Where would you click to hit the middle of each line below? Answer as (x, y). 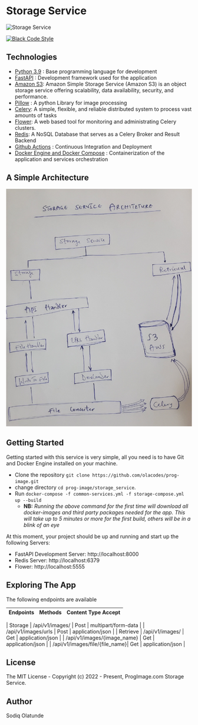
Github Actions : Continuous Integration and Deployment (83, 146)
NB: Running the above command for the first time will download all (106, 506)
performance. (31, 96)
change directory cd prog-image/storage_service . (75, 487)
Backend (25, 140)
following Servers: (28, 542)
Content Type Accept (94, 612)
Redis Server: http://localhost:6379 (57, 560)
